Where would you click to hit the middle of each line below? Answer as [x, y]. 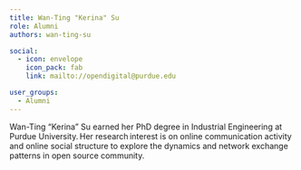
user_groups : [34, 92]
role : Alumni [34, 26]
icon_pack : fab [54, 68]
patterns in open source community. [77, 156]
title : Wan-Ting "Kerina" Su [64, 18]
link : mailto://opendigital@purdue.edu [101, 76]
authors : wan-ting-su [50, 34]
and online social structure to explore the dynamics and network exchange [149, 146]
